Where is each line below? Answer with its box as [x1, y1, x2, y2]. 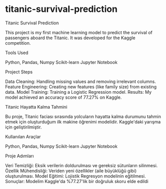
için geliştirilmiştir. [5, 124, 42, 130]
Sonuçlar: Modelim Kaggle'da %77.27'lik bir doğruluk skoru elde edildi [5, 178, 149, 184]
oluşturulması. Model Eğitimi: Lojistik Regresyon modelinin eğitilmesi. [5, 173, 146, 179]
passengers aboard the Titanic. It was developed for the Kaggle [5, 35, 136, 41]
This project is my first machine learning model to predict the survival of [5, 29, 153, 35]
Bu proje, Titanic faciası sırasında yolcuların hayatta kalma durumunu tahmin [5, 113, 162, 120]
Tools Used [5, 50, 28, 56]
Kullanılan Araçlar [5, 133, 41, 139]
